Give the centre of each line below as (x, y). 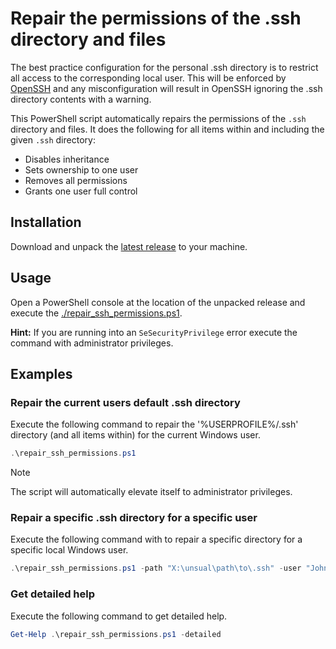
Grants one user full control (81, 191)
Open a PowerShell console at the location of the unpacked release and (158, 302)
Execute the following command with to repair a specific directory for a (156, 539)
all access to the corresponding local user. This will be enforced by (148, 78)
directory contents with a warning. (81, 99)
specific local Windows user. (69, 550)
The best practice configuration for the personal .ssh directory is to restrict (164, 67)
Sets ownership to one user (81, 169)
